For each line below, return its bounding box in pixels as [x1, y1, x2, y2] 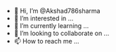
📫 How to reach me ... [13, 37, 79, 45]
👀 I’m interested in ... [13, 14, 74, 22]
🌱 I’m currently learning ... [13, 22, 89, 30]
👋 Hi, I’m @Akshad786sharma [13, 7, 101, 15]
